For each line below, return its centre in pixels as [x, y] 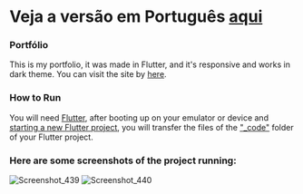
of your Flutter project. [51, 137]
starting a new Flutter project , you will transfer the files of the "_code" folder [151, 127]
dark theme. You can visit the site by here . [88, 74]
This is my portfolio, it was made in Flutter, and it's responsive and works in [150, 64]
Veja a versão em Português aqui [136, 17]
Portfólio [29, 45]
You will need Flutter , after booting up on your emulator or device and [139, 117]
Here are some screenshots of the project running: [123, 160]
